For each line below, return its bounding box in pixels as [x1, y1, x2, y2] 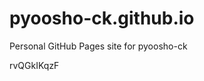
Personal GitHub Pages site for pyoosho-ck [9, 40, 188, 52]
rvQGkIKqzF [9, 59, 60, 71]
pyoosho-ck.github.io [9, 7, 195, 30]
